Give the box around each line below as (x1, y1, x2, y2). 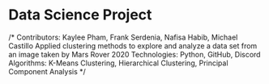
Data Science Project (8, 6, 152, 24)
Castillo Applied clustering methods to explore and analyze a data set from (8, 40, 258, 50)
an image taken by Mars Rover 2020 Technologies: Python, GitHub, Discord (8, 49, 261, 59)
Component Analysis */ (8, 66, 87, 76)
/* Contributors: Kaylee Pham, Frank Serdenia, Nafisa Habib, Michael (8, 32, 238, 42)
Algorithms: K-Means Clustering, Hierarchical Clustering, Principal (8, 58, 228, 68)
